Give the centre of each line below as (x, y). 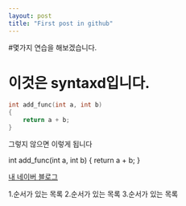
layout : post (30, 16)
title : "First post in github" (61, 23)
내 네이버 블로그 (33, 177)
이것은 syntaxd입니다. (79, 83)
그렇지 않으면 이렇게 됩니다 (50, 144)
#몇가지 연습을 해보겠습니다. (53, 47)
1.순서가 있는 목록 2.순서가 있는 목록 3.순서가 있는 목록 (93, 194)
